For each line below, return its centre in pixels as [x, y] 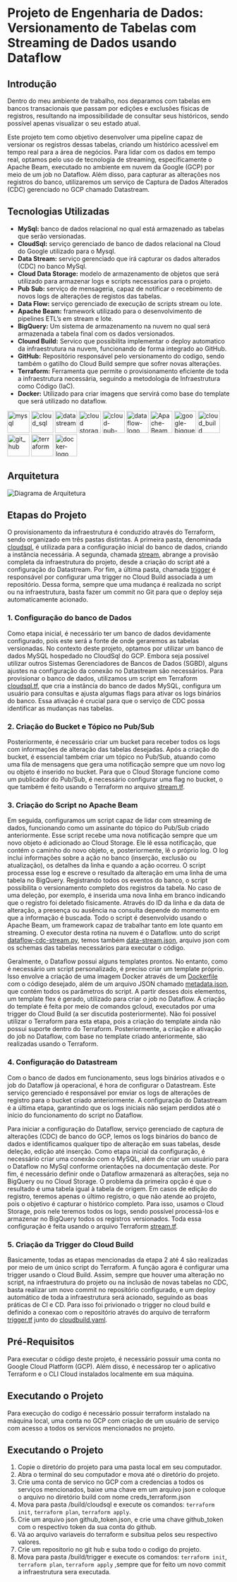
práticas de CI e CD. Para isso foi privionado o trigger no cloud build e [109, 1304]
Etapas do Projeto [47, 515]
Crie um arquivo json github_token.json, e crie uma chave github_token [120, 1520]
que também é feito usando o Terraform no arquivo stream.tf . [96, 787]
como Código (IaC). [46, 386]
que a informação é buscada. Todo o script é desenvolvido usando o [107, 918]
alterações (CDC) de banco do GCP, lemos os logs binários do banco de [112, 1136]
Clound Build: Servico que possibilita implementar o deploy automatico [121, 341]
